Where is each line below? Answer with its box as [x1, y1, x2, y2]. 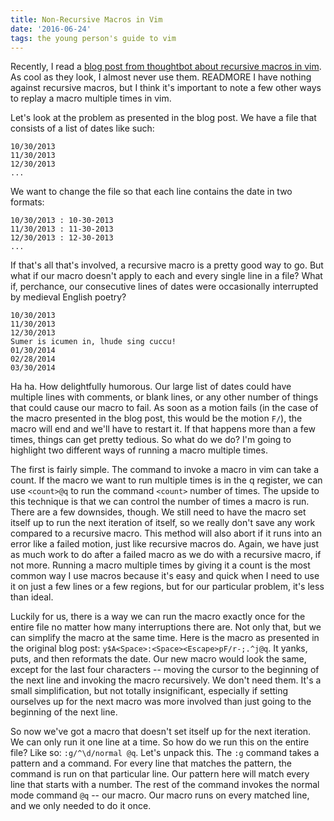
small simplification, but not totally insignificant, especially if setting [10, 685, 289, 697]
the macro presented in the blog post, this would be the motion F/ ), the [10, 412, 303, 425]
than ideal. [10, 591, 54, 603]
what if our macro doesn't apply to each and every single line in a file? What [10, 270, 323, 282]
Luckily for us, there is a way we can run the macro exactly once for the [10, 611, 306, 623]
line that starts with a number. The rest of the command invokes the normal [10, 779, 320, 791]
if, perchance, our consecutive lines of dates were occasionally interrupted [10, 281, 319, 293]
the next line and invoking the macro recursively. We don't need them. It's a [10, 674, 322, 686]
